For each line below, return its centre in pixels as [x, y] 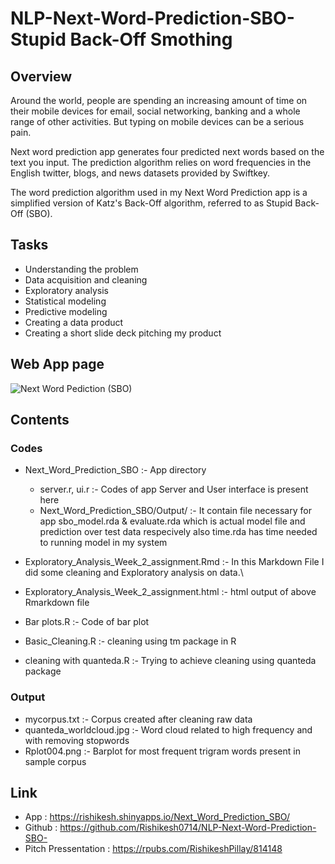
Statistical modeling [65, 301]
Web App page [57, 364]
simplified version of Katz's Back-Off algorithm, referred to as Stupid [151, 203]
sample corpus [55, 761]
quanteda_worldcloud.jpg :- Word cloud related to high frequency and [168, 729]
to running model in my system [103, 543]
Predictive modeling [66, 311]
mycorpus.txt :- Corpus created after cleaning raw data [138, 719]
